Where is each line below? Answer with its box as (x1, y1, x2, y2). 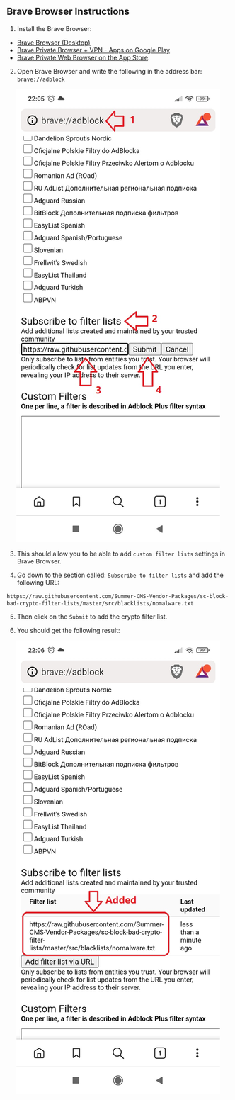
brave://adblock (16, 76, 65, 83)
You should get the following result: (16, 626, 121, 634)
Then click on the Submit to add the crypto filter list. (16, 612, 168, 621)
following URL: (16, 578, 59, 587)
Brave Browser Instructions (6, 6, 130, 18)
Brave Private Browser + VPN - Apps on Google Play (16, 45, 171, 54)
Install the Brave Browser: (16, 24, 92, 33)
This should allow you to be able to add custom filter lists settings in (16, 549, 226, 558)
